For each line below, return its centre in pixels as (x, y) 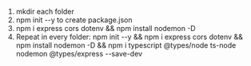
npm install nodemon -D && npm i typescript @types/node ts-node (126, 45)
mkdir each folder (45, 12)
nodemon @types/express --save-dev (79, 54)
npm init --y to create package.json (74, 20)
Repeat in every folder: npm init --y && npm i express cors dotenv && (129, 37)
